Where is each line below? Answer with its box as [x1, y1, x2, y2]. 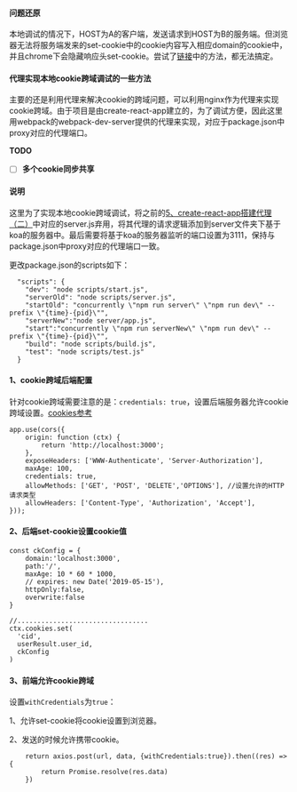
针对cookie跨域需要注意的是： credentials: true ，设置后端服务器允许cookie [9, 396, 289, 407]
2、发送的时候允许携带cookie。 [9, 734, 124, 745]
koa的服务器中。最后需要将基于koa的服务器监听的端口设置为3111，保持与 [9, 229, 276, 240]
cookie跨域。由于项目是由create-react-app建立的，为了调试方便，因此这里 [9, 106, 284, 116]
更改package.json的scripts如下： [9, 260, 130, 270]
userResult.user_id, [17, 640, 93, 649]
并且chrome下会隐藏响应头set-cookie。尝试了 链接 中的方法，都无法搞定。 [9, 51, 278, 61]
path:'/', [25, 562, 62, 572]
